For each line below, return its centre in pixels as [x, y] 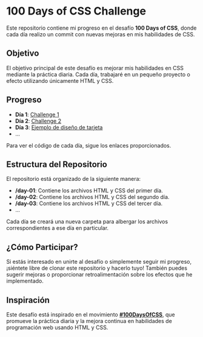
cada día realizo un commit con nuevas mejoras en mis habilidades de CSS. [101, 34]
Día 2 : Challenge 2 [38, 121]
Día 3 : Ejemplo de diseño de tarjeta [59, 127]
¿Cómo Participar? [42, 247]
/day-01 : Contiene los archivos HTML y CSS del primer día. [89, 191]
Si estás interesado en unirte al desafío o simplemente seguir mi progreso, [99, 262]
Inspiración [28, 300]
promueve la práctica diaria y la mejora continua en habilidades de [89, 321]
